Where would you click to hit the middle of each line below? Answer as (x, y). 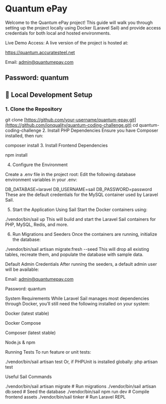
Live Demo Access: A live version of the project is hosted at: (67, 42)
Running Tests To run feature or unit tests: (48, 352)
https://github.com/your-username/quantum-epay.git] (81, 120)
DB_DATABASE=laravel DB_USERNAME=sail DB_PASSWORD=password (79, 190)
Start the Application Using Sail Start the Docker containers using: (80, 209)
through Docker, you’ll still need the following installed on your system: (78, 304)
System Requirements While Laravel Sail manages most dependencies (77, 299)
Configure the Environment (40, 165)
